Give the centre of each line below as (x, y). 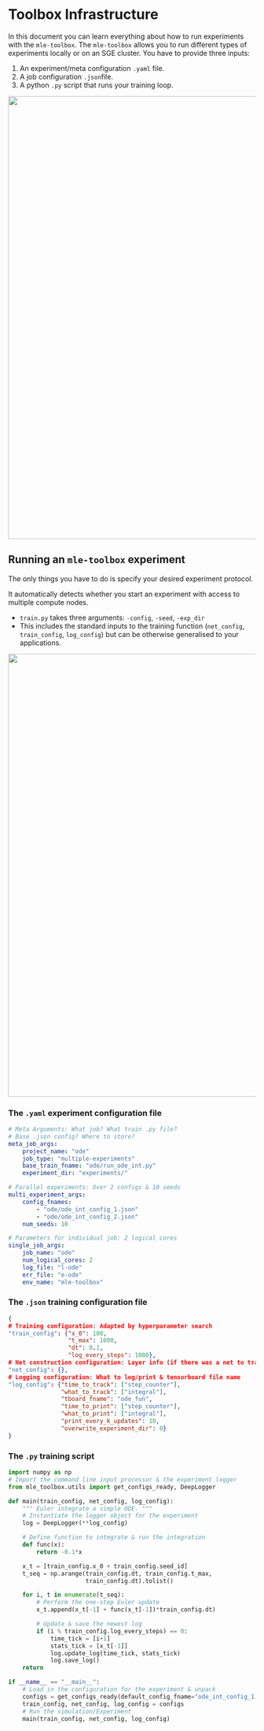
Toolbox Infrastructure (83, 15)
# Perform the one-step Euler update (98, 1603)
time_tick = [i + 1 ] (80, 1638)
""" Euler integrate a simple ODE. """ (88, 1509)
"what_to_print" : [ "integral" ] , (114, 1414)
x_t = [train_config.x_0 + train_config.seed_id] (105, 1566)
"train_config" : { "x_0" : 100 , (58, 1333)
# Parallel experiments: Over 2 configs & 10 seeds (94, 1188)
